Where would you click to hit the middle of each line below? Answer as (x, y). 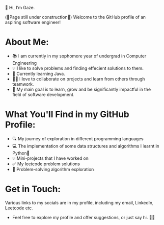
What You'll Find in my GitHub (67, 114)
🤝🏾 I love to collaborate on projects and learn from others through (79, 79)
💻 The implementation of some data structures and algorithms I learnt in (86, 146)
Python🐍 (21, 153)
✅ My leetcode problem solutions (46, 164)
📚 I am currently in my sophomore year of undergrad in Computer (79, 56)
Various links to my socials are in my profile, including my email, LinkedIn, (79, 202)
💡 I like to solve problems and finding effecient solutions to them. (78, 68)
